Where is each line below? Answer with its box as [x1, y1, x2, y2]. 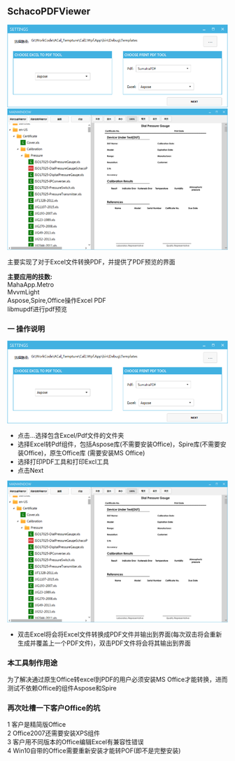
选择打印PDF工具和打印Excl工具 [17, 457, 110, 466]
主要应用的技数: [7, 273, 52, 281]
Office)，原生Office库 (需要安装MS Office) [23, 449, 145, 457]
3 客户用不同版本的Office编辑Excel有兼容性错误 [7, 738, 144, 746]
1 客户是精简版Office [7, 720, 66, 729]
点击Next [17, 467, 44, 475]
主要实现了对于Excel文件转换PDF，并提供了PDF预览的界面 [7, 258, 176, 266]
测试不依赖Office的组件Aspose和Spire [7, 684, 117, 692]
